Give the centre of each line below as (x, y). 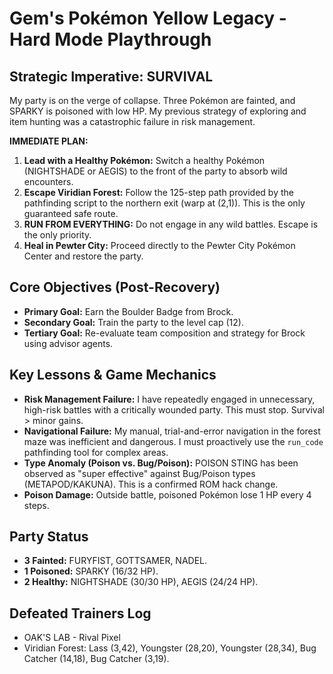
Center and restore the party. (83, 256)
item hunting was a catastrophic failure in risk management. (132, 121)
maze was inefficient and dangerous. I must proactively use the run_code (173, 441)
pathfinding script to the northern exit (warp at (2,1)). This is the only (164, 203)
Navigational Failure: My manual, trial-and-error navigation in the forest (172, 431)
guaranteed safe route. (71, 213)
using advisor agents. (68, 343)
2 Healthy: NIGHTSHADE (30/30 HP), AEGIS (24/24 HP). (141, 582)
